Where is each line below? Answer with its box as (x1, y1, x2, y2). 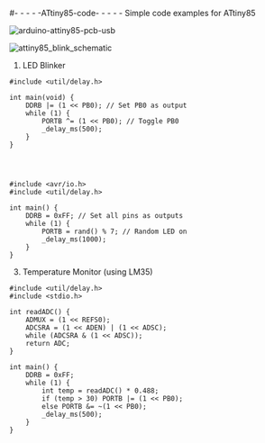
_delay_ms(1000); (41, 235, 106, 244)
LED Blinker (22, 60, 66, 70)
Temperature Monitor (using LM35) (22, 267, 153, 277)
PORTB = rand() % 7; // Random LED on (41, 227, 187, 236)
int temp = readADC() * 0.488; (41, 386, 160, 395)
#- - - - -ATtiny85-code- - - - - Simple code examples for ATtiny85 (9, 8, 256, 18)
